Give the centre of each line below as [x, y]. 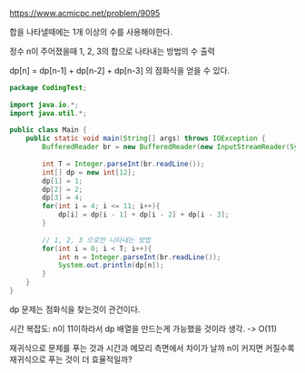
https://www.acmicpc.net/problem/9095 [85, 13]
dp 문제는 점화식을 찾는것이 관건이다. [75, 309]
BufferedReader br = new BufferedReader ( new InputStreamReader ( [166, 147]
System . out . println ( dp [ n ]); [111, 266]
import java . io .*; [44, 105]
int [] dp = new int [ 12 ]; [89, 172]
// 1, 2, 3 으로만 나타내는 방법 [97, 240]
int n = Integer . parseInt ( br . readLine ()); [139, 257]
